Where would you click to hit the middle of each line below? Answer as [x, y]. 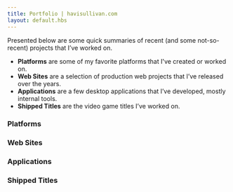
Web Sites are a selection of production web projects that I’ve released [120, 76]
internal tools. [37, 98]
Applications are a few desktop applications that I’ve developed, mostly [121, 91]
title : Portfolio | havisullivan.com [62, 14]
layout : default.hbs [38, 20]
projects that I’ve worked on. [71, 48]
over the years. [39, 83]
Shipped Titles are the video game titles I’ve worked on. [99, 106]
